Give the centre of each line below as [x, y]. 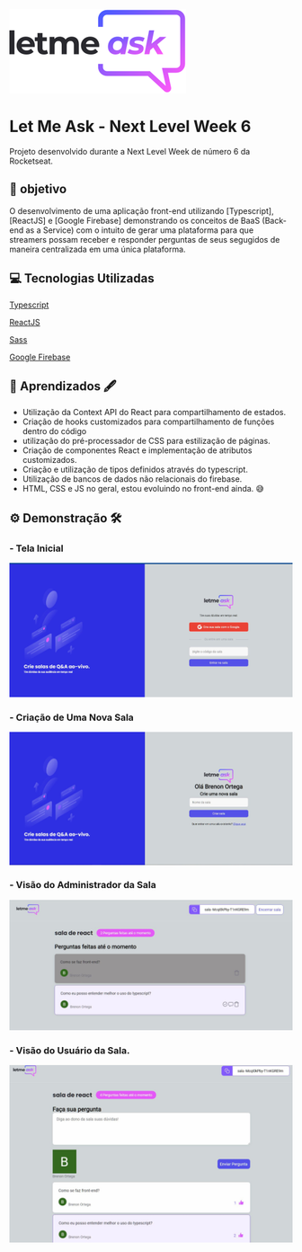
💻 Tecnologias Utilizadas [82, 279]
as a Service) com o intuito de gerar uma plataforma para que [140, 230]
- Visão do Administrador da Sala [83, 885]
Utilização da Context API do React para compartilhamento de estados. [154, 413]
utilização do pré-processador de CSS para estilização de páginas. [147, 441]
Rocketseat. [31, 161]
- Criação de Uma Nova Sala [72, 717]
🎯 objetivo [38, 189]
